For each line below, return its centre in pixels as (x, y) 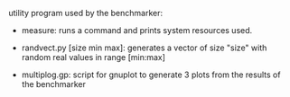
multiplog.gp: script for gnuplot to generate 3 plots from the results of (151, 75)
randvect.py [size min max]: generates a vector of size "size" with (144, 48)
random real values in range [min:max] (94, 57)
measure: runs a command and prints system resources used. (137, 30)
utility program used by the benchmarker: (86, 13)
